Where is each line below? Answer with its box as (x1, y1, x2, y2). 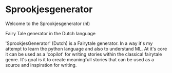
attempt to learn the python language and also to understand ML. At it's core (5, 45, 167, 52)
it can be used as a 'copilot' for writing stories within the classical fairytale (5, 51, 162, 57)
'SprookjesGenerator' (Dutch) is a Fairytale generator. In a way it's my (5, 40, 153, 46)
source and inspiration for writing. (5, 62, 77, 68)
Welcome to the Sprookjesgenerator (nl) (5, 20, 90, 27)
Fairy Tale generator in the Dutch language (5, 30, 96, 36)
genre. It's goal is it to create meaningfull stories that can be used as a (5, 56, 154, 62)
